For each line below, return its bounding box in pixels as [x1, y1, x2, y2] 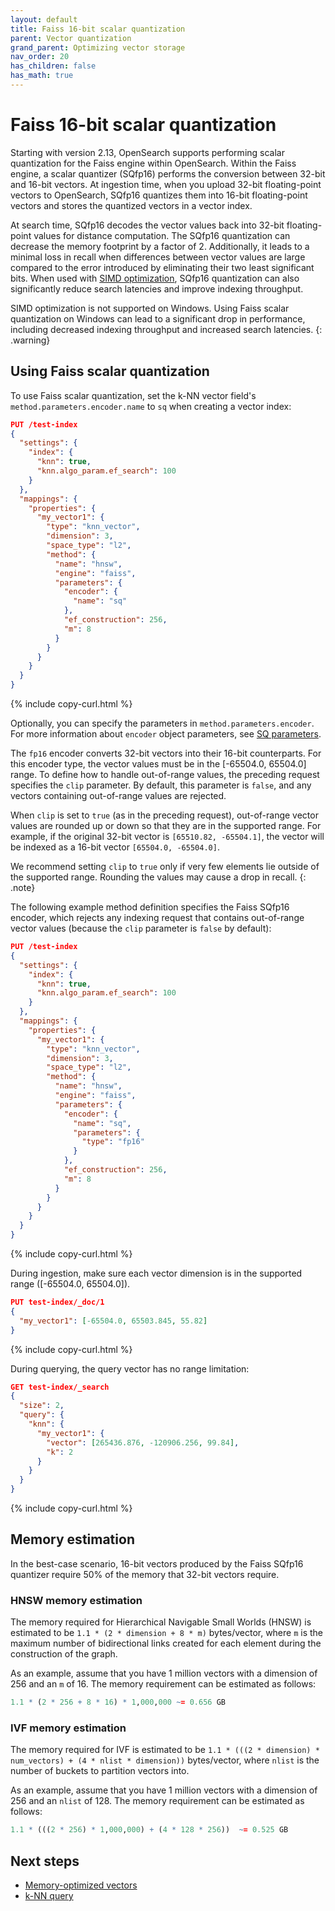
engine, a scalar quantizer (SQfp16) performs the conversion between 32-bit [10, 167, 326, 180]
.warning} [10, 334, 51, 346]
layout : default [10, 14, 78, 25]
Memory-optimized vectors [24, 1879, 138, 1891]
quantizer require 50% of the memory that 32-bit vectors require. [10, 1568, 280, 1580]
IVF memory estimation [10, 1721, 127, 1735]
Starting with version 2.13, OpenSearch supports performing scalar [10, 146, 285, 158]
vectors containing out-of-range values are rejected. [10, 790, 227, 801]
